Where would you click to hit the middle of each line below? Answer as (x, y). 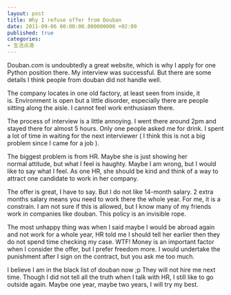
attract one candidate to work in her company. (73, 179)
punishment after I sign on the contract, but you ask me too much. (101, 256)
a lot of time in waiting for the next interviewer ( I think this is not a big (106, 136)
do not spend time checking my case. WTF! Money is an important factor (111, 242)
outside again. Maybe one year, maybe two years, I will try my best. (103, 284)
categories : (24, 39)
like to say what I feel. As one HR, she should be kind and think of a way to (113, 171)
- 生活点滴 (21, 45)
